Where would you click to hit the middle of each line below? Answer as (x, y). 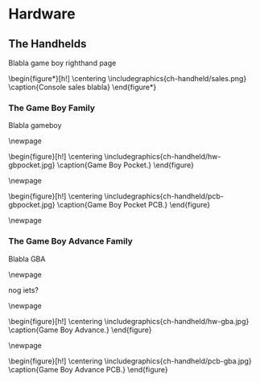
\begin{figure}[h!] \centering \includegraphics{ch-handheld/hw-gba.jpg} (129, 321)
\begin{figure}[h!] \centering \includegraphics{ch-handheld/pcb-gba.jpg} (130, 361)
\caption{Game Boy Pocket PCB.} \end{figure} (134, 205)
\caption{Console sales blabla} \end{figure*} (83, 87)
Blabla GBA (27, 259)
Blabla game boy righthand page (62, 63)
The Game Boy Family (52, 108)
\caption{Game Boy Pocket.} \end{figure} (126, 165)
